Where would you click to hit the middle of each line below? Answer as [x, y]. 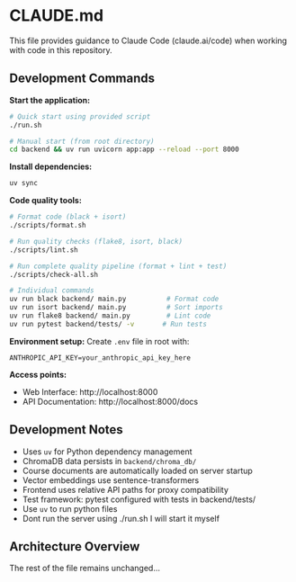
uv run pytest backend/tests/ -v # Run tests [108, 324]
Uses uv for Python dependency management [107, 452]
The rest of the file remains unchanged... [85, 569]
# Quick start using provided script [80, 116]
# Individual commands [52, 291]
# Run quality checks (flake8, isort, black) [96, 241]
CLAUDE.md [57, 16]
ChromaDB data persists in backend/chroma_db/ [109, 461]
